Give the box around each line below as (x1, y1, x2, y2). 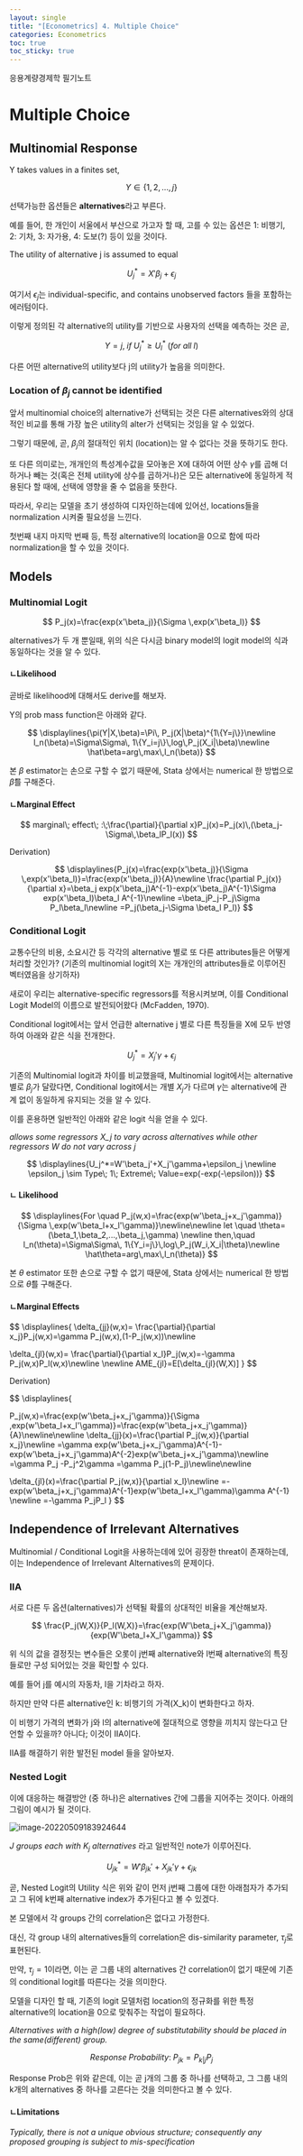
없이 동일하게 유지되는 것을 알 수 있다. (18, 1094, 151, 1105)
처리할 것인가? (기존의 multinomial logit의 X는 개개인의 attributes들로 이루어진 (9, 958, 287, 968)
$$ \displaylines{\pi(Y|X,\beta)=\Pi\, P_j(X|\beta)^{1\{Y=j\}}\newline (26, 728, 277, 739)
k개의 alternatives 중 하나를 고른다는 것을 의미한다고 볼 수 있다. (9, 2084, 233, 2095)
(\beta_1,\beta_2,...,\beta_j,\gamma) (48, 1230, 179, 1241)
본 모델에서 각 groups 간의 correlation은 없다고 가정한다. (9, 1913, 210, 1923)
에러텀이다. (9, 301, 49, 312)
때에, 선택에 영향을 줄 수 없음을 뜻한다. (42, 482, 178, 492)
